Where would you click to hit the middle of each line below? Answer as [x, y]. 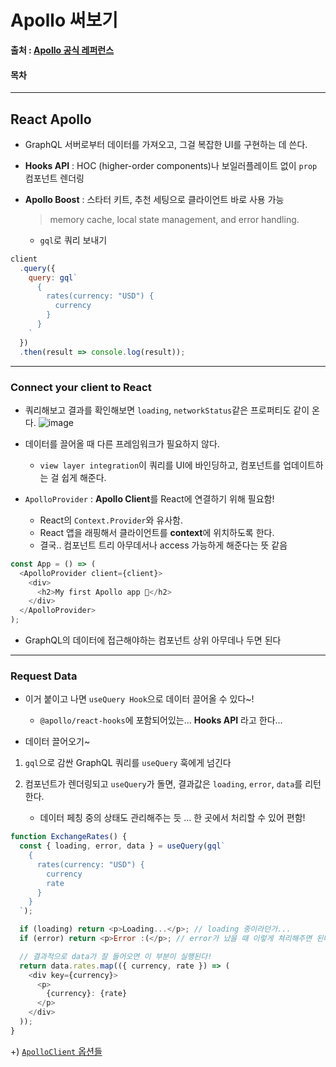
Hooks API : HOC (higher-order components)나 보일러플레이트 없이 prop [171, 165]
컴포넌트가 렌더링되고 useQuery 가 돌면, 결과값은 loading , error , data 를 [163, 784]
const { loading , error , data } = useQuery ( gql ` [122, 846]
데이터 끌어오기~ [57, 742]
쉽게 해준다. [84, 477]
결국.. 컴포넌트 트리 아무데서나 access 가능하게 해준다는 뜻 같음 [163, 545]
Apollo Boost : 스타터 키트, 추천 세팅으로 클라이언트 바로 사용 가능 [154, 199]
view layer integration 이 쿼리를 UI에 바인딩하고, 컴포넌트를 [160, 465]
